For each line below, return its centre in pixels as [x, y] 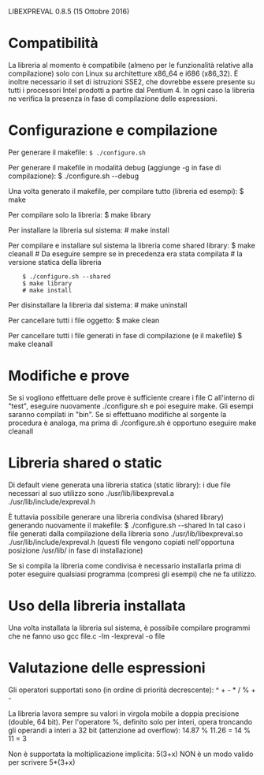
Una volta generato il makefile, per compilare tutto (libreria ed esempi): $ [126, 191]
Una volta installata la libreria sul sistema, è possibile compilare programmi [129, 628]
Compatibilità [53, 43]
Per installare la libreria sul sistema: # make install [89, 230]
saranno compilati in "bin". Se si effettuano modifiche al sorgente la [117, 414]
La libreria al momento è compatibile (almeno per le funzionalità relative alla [131, 65]
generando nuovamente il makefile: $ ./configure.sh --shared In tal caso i [127, 525]
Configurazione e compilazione [113, 130]
